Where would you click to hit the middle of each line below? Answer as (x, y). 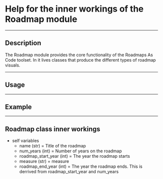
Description (23, 43)
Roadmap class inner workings (53, 129)
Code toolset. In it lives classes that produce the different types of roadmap (81, 60)
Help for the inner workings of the (74, 9)
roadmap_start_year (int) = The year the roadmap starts (74, 156)
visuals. (13, 65)
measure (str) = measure (44, 162)
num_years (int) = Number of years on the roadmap (71, 151)
